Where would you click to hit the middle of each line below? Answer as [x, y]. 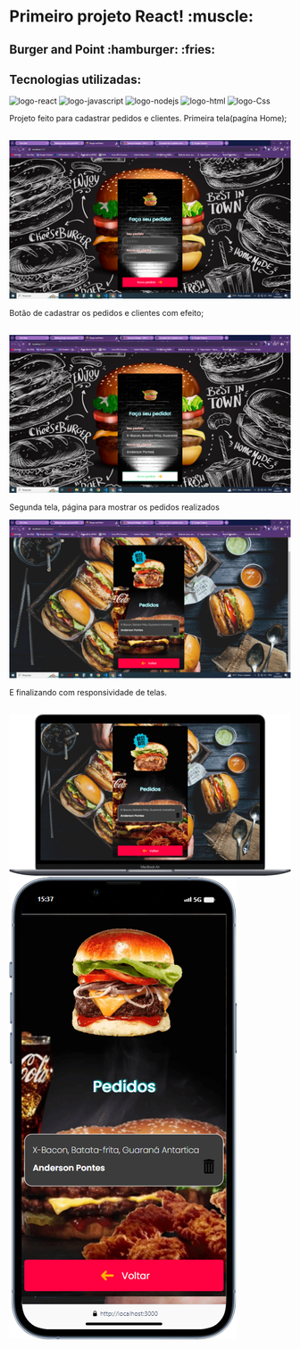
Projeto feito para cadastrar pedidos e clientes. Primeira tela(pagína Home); [148, 119]
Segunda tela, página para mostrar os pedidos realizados [115, 507]
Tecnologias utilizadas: [75, 79]
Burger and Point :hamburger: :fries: [112, 50]
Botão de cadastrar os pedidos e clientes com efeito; [106, 312]
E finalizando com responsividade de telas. [88, 692]
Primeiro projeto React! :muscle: [132, 17]
